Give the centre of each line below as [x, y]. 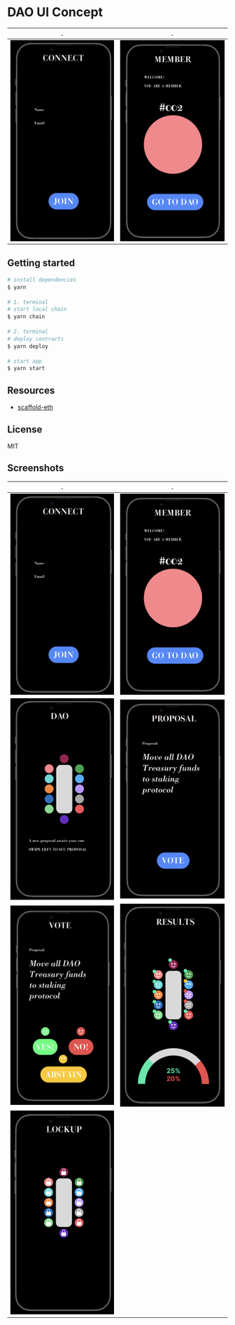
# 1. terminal [28, 302]
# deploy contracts [36, 339]
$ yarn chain [26, 317]
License [25, 429]
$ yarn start [26, 369]
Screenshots [36, 468]
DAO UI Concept [55, 12]
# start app [24, 361]
